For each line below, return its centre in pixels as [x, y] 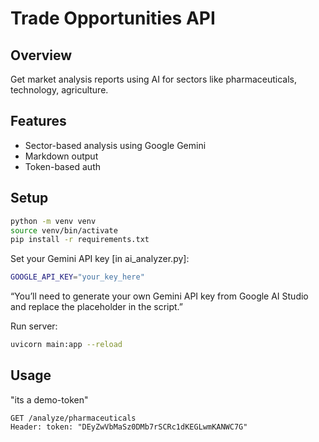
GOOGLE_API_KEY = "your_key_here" [77, 277]
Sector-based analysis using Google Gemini [115, 145]
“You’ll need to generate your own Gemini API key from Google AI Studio [159, 296]
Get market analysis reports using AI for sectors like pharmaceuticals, [154, 79]
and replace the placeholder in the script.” [97, 307]
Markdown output [61, 156]
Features [38, 121]
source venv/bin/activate [64, 230]
